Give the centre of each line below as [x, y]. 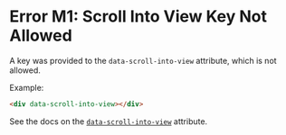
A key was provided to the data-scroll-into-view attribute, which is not [143, 60]
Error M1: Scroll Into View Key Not [138, 17]
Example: [27, 87]
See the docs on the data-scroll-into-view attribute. [109, 121]
